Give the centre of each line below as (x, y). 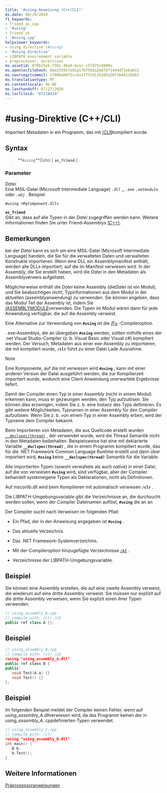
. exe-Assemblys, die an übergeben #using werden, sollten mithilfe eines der (83, 333)
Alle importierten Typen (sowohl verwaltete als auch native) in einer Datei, (81, 467)
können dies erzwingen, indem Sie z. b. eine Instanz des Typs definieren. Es (83, 405)
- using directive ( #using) (34, 47)
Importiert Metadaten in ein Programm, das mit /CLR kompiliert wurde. (77, 132)
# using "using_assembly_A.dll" (38, 659)
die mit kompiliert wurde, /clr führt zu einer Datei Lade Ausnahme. (74, 349)
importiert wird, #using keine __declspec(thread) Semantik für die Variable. (82, 457)
